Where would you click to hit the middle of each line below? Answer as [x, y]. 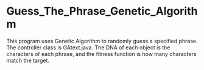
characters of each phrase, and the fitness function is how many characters [101, 54]
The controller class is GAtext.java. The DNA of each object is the [88, 47]
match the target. [28, 60]
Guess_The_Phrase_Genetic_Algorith [102, 11]
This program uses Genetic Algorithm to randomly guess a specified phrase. [102, 41]
